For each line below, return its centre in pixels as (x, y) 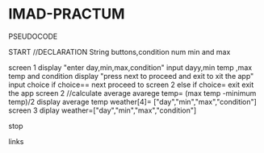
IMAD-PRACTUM (67, 14)
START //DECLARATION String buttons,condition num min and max (119, 52)
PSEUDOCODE (33, 36)
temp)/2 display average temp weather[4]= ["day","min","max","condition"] (132, 101)
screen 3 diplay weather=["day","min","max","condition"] (103, 110)
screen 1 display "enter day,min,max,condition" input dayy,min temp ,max (130, 67)
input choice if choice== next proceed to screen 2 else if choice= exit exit (131, 85)
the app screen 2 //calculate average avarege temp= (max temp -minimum (132, 93)
